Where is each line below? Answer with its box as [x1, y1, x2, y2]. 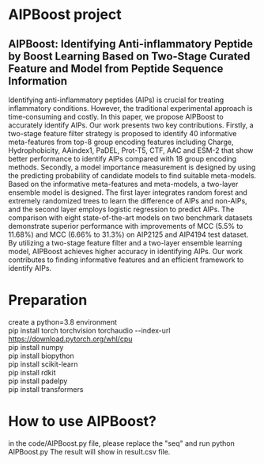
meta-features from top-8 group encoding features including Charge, [8, 137, 234, 146]
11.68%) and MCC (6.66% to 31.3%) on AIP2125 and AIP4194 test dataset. [8, 230, 249, 239]
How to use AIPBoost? [8, 413, 157, 431]
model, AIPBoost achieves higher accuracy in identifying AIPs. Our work [8, 247, 243, 256]
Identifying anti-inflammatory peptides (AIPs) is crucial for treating [8, 95, 224, 105]
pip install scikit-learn [8, 359, 78, 369]
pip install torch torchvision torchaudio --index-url [8, 325, 171, 335]
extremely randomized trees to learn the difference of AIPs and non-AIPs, [8, 196, 247, 205]
